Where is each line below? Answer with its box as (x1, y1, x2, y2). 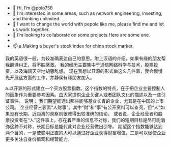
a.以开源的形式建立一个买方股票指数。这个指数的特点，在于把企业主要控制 (5, 85, 161, 91)
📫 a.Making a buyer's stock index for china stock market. (12, 43, 134, 49)
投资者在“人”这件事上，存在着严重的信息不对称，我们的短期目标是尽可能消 (9, 117, 165, 123)
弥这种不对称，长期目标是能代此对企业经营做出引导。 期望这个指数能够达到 (5, 124, 163, 129)
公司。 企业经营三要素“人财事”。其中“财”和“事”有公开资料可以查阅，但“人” (5, 104, 161, 110)
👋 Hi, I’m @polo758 (12, 5, 53, 11)
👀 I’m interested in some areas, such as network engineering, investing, (12, 10, 163, 16)
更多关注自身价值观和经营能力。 (5, 136, 72, 142)
